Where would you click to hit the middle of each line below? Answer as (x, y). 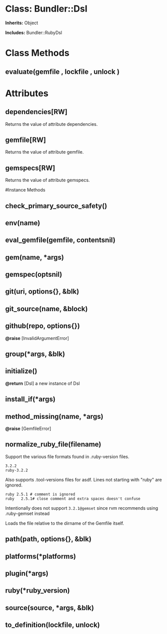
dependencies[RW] (36, 112)
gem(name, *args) (35, 257)
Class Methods (37, 53)
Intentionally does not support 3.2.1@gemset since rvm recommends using (82, 508)
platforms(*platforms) (41, 556)
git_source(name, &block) (47, 309)
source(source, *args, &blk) (50, 607)
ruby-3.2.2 (17, 470)
